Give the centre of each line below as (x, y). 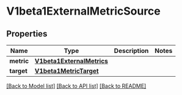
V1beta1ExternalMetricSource (83, 11)
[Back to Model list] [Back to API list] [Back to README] (76, 86)
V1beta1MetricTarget (67, 71)
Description (131, 51)
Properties (27, 34)
